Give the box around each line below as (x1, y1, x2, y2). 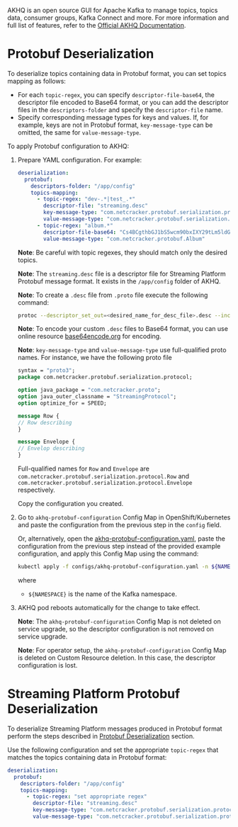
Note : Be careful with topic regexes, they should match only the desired (17, 248, 228, 257)
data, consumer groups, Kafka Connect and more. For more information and (7, 13, 229, 22)
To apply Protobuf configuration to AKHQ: (7, 142, 130, 150)
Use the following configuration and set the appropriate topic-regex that (7, 746, 219, 754)
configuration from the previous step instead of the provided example (17, 542, 221, 551)
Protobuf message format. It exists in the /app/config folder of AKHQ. (17, 276, 221, 286)
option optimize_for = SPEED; (17, 400, 108, 407)
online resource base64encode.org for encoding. (17, 332, 161, 341)
